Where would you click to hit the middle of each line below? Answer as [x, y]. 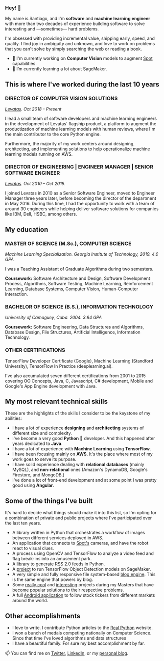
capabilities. [24, 64]
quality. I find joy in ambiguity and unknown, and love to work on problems [80, 44]
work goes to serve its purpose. [44, 459]
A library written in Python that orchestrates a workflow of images [79, 533]
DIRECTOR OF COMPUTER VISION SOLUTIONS [61, 98]
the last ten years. [23, 523]
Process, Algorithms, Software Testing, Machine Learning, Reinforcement [79, 283]
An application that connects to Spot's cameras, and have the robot [80, 543]
